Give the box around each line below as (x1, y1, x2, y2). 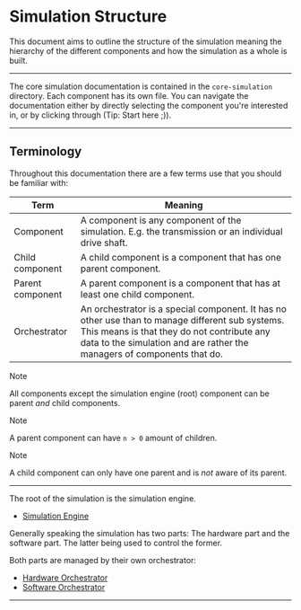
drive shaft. (80, 236, 128, 249)
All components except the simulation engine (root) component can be (9, 388, 271, 399)
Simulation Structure (9, 6, 168, 27)
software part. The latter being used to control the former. (9, 537, 222, 548)
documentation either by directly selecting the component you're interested (9, 100, 288, 111)
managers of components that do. (80, 348, 224, 360)
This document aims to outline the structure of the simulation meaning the (9, 36, 282, 47)
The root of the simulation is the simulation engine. (9, 492, 197, 504)
